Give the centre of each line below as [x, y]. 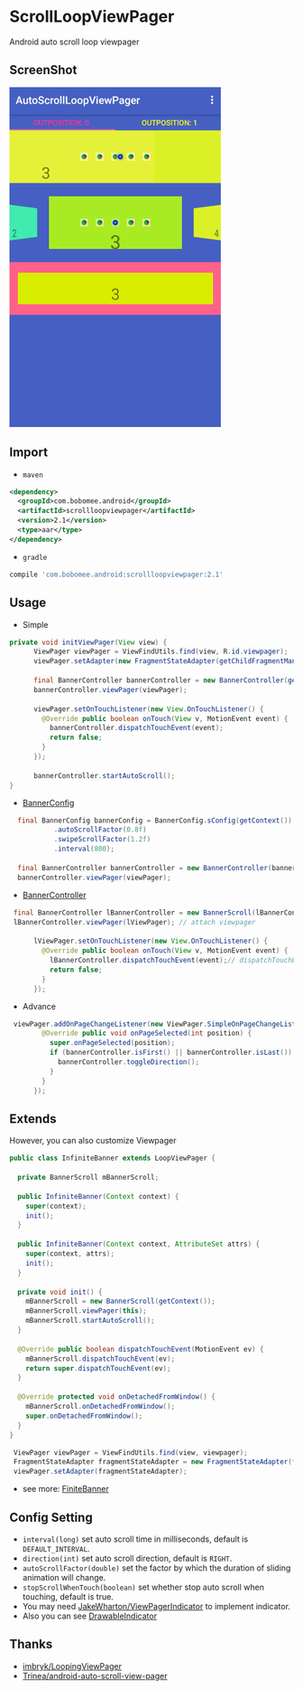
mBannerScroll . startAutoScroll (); [90, 1321]
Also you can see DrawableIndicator [90, 1616]
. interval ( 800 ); [84, 849]
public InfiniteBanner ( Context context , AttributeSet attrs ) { [138, 1244]
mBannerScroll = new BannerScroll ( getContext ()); [121, 1301]
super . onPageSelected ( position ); [112, 1043]
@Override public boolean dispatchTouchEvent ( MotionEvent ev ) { [141, 1349]
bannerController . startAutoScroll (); [104, 775]
